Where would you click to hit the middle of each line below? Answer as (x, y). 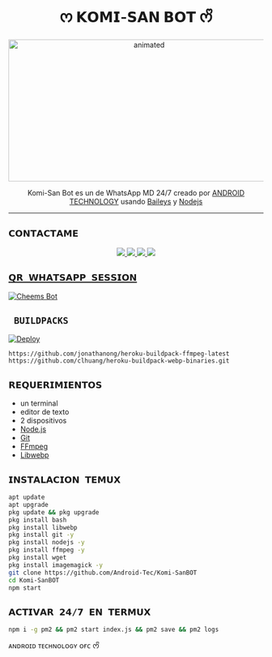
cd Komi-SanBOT (34, 580)
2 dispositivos (43, 421)
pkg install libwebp (43, 527)
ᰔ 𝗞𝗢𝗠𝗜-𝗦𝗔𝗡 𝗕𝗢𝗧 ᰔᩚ (136, 17)
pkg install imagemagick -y (56, 565)
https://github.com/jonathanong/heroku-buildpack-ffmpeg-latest (119, 354)
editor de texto (45, 412)
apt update (27, 497)
